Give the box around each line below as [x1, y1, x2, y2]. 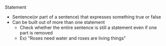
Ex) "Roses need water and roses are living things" [19, 35, 126, 41]
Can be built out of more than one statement [12, 19, 105, 25]
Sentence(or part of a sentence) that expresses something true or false [12, 14, 161, 19]
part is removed [19, 30, 53, 35]
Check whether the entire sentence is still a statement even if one [19, 24, 157, 30]
